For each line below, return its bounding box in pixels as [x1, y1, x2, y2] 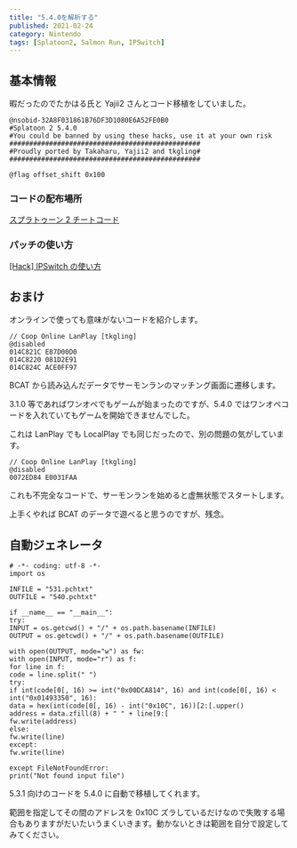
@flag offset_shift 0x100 [9, 171, 105, 180]
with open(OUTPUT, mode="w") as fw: [9, 647, 145, 656]
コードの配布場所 [9, 192, 83, 204]
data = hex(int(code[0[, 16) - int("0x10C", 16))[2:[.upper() [9, 701, 245, 711]
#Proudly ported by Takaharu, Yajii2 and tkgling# [9, 148, 201, 156]
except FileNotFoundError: [9, 764, 109, 773]
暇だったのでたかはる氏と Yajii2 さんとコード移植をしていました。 [9, 99, 251, 109]
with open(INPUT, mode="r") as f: [9, 655, 138, 664]
